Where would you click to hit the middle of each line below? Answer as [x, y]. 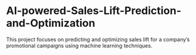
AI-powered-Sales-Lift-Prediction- [94, 11]
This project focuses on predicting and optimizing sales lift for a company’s [98, 39]
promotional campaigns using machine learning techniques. [79, 46]
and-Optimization [51, 23]
